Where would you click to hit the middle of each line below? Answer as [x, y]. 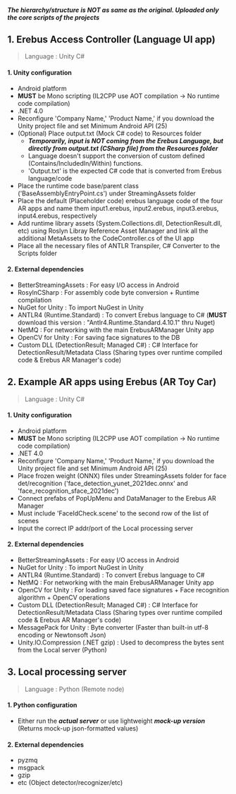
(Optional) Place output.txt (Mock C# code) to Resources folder [110, 133]
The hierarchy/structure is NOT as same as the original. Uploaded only [113, 10]
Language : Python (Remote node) [74, 689]
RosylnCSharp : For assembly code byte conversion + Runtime [108, 292]
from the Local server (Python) [62, 650]
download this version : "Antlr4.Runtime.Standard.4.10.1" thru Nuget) [116, 322]
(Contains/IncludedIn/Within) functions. [85, 163]
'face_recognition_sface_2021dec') [68, 491]
